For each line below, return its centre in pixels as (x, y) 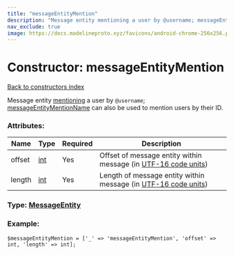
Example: (23, 224)
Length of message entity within (152, 176)
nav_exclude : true (34, 26)
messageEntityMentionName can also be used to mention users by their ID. (115, 108)
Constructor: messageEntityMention (116, 68)
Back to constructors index (46, 87)
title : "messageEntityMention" (53, 14)
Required (78, 144)
